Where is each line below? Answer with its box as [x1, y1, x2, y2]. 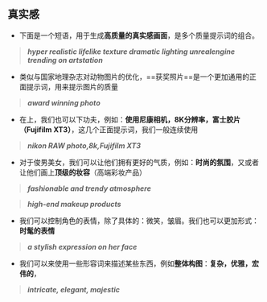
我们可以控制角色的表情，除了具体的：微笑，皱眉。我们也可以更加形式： [18, 216, 259, 225]
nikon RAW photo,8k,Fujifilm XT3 [27, 140, 142, 151]
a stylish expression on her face [27, 242, 138, 251]
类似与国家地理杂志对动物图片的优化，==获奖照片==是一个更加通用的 [18, 72, 250, 81]
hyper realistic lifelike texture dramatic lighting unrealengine [27, 47, 235, 56]
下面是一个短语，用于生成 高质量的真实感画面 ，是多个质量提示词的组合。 [18, 31, 259, 40]
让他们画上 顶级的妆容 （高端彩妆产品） [18, 168, 146, 177]
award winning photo [27, 97, 101, 107]
